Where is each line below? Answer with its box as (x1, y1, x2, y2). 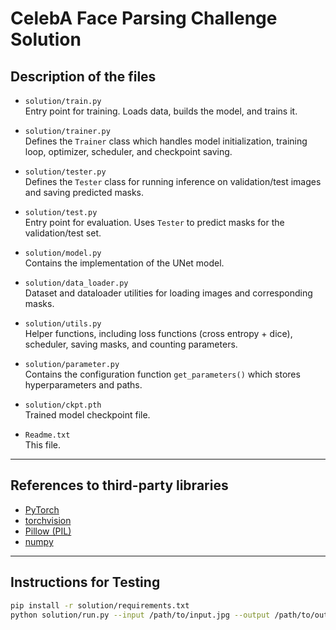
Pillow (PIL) (24, 525, 72, 537)
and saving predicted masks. (24, 187, 145, 198)
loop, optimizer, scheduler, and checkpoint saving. (24, 146, 233, 157)
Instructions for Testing (10, 574, 161, 591)
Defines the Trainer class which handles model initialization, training (24, 135, 308, 147)
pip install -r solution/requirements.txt (10, 600, 190, 611)
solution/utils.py (24, 319, 102, 329)
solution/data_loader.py (24, 278, 129, 288)
